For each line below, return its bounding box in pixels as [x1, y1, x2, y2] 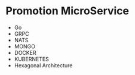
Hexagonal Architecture [14, 61, 73, 69]
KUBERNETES [14, 55, 49, 62]
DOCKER [14, 49, 36, 56]
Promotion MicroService [5, 4, 130, 18]
